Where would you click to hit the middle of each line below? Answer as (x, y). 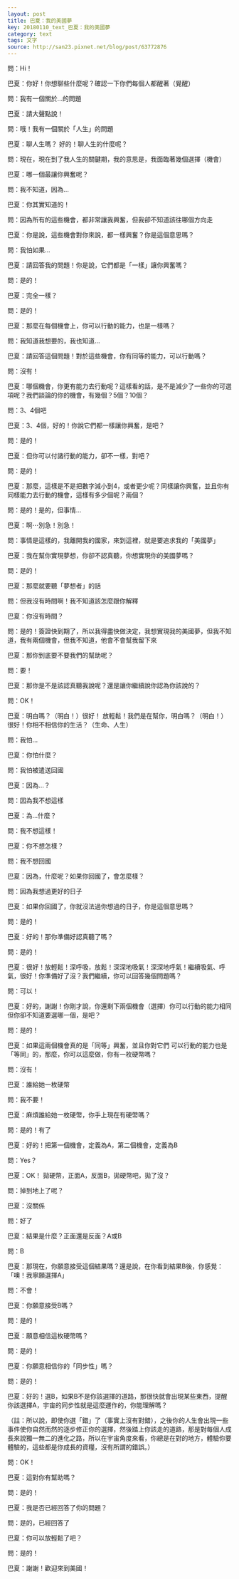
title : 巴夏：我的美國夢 (40, 21)
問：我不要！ (26, 1099)
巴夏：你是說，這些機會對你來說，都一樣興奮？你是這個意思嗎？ (101, 235)
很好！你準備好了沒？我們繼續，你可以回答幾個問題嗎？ (101, 976)
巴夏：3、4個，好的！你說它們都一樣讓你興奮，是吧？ (86, 425)
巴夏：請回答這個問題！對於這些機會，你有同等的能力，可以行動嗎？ (107, 356)
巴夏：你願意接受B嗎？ (41, 1305)
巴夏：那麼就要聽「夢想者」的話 (54, 586)
